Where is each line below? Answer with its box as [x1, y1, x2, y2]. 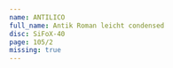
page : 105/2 [9, 37, 53, 47]
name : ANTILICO [9, 12, 66, 22]
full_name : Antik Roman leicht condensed [9, 21, 165, 30]
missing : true [9, 46, 62, 55]
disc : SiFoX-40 [9, 29, 66, 38]
